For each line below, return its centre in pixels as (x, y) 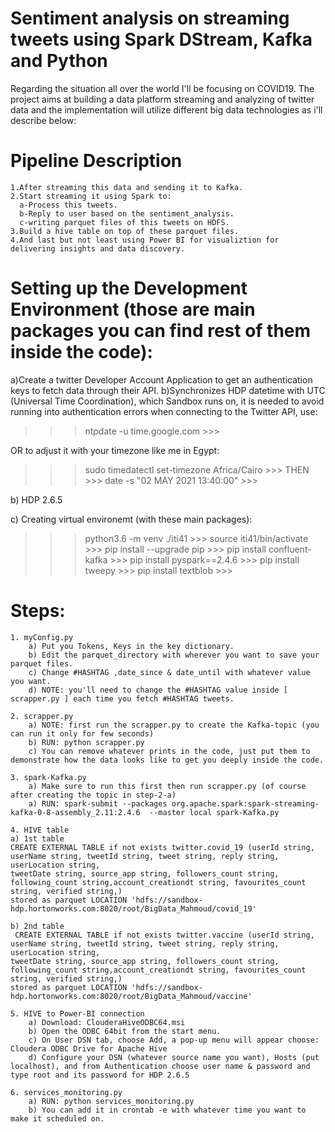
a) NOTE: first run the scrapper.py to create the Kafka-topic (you (174, 725)
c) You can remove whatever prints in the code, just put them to (169, 751)
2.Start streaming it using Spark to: (91, 196)
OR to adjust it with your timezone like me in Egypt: (115, 450)
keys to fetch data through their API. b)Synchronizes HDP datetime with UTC (168, 390)
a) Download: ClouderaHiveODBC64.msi (107, 1022)
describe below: (43, 120)
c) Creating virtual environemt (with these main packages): (131, 519)
